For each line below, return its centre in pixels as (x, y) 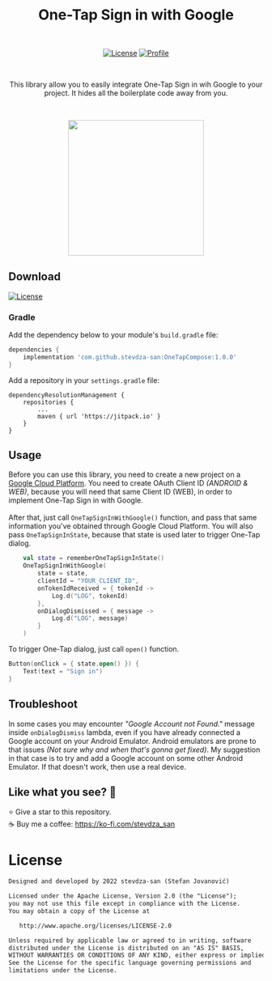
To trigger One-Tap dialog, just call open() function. (94, 649)
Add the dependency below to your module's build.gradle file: (113, 335)
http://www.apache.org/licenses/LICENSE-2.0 (96, 926)
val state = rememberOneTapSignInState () (93, 558)
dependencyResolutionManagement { (67, 395)
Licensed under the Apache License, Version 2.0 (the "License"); (123, 896)
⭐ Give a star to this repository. (60, 812)
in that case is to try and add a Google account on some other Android (125, 758)
